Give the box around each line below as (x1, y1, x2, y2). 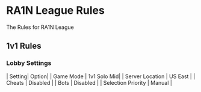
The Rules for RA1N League (6, 23, 74, 31)
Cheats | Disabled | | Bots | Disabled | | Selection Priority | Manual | (6, 79, 173, 86)
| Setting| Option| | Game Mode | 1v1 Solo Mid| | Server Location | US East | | (6, 73, 196, 80)
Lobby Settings (6, 59, 52, 67)
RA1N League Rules (6, 4, 105, 17)
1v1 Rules (6, 41, 42, 51)
